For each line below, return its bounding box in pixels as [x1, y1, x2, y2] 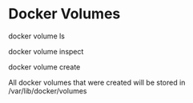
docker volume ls [8, 31, 66, 41]
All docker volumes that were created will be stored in [8, 77, 186, 87]
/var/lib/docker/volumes [8, 85, 87, 96]
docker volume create [8, 61, 81, 72]
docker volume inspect [8, 46, 84, 56]
